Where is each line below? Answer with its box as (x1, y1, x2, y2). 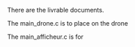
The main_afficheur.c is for (7, 32, 84, 41)
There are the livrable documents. (7, 6, 104, 14)
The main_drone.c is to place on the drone (7, 19, 129, 27)
